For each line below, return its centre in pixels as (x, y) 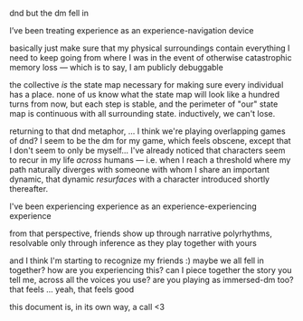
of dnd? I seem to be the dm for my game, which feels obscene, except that (150, 141)
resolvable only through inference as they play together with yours (133, 243)
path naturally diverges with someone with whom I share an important (139, 170)
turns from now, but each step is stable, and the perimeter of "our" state (144, 104)
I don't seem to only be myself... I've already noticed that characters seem (147, 150)
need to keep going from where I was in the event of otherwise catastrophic (151, 57)
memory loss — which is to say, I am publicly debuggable (116, 67)
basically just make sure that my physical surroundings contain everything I (150, 48)
